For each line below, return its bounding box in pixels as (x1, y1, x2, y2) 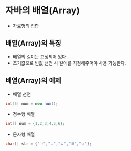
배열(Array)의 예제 (5, 76, 61, 85)
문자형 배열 (12, 131, 35, 137)
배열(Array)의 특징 (5, 39, 61, 48)
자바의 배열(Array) (5, 5, 80, 16)
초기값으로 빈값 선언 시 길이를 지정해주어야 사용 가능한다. (12, 60, 126, 66)
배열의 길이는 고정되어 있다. (12, 53, 68, 59)
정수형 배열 (12, 111, 35, 117)
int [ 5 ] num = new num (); (5, 101, 58, 106)
